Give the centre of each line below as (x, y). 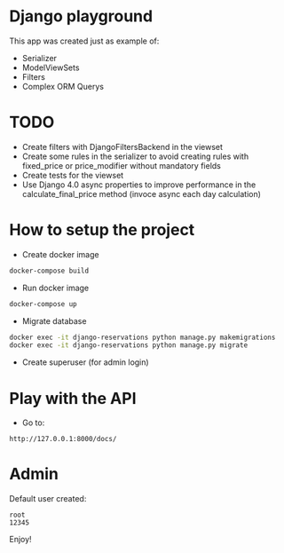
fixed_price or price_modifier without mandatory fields (122, 165)
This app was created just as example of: (84, 41)
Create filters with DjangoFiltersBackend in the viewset (122, 146)
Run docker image (55, 288)
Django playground (81, 16)
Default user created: (48, 499)
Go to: (33, 423)
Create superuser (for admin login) (85, 362)
